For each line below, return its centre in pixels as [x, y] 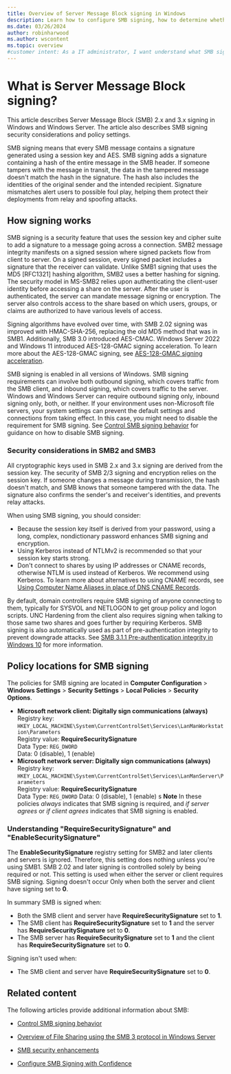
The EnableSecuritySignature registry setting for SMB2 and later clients [110, 853]
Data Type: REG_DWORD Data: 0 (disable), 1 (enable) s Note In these [109, 796]
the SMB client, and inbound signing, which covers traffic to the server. [108, 388]
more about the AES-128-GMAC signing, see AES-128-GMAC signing [105, 353]
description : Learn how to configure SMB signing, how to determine [107, 20]
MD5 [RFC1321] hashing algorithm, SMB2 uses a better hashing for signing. [113, 274]
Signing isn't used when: [42, 958]
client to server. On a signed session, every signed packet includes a [104, 259]
